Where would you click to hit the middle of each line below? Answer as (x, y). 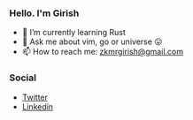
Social (23, 78)
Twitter (35, 97)
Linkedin (38, 106)
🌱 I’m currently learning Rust (74, 33)
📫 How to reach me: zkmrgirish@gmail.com (103, 52)
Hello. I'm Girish (44, 13)
